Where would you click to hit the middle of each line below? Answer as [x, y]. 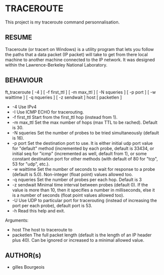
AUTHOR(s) [23, 255]
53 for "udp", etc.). [31, 164]
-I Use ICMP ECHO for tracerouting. [48, 112]
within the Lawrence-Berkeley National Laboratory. [56, 65]
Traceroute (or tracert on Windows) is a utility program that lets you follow [80, 49]
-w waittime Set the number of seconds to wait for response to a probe [83, 169]
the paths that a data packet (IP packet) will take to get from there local [76, 54]
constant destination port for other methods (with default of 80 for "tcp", [85, 159]
